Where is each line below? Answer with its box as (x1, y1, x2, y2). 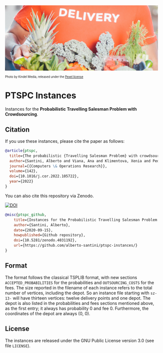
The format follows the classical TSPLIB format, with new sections (5, 274, 137, 280)
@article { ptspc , (5, 148, 38, 153)
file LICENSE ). (5, 343, 31, 349)
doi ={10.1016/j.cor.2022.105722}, (9, 174, 79, 179)
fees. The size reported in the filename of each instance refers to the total (5, 285, 153, 290)
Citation (5, 125, 30, 134)
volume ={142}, (9, 168, 38, 174)
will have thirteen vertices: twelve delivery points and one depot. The (13, 295, 151, 301)
